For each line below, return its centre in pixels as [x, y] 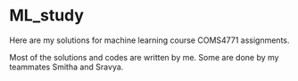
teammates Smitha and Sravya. [66, 67]
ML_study [47, 16]
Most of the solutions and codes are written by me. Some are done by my [144, 57]
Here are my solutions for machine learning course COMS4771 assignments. [149, 40]
